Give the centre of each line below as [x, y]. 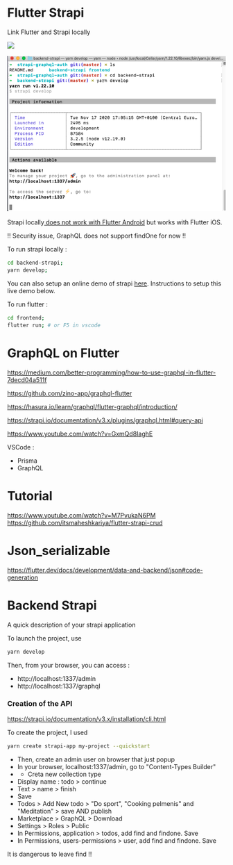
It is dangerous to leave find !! [50, 854]
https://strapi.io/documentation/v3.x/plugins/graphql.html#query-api [105, 420]
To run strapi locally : [37, 249]
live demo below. [31, 291]
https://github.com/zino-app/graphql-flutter [70, 393]
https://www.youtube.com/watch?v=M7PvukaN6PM [81, 515]
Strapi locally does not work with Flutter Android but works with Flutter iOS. [115, 222]
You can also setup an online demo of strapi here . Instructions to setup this [114, 283]
